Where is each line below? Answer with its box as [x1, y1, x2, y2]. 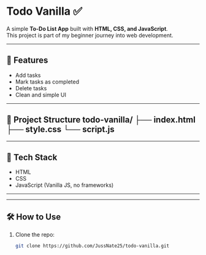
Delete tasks [15, 84, 47, 92]
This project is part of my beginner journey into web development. [6, 31, 174, 39]
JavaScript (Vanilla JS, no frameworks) [15, 181, 114, 189]
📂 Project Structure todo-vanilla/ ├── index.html [6, 115, 196, 125]
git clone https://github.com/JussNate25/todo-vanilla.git [15, 243, 170, 249]
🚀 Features [6, 55, 48, 66]
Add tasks [15, 71, 41, 79]
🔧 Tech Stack [6, 152, 58, 162]
